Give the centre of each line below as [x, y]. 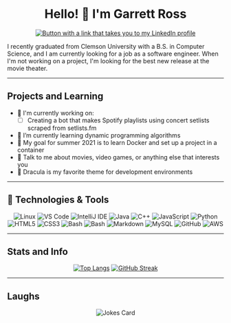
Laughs [23, 296]
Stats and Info [38, 252]
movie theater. [27, 68]
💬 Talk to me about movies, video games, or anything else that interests [118, 157]
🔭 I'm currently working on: [55, 113]
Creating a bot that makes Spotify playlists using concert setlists [118, 120]
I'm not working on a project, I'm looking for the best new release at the [108, 60]
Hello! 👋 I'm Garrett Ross [115, 14]
